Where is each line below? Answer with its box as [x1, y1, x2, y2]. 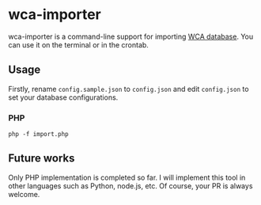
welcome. [8, 189, 40, 199]
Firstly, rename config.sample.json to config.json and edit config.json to [8, 84, 249, 93]
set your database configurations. [8, 93, 119, 102]
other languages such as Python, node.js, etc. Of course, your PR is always [8, 180, 253, 191]
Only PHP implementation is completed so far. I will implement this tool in [8, 173, 246, 182]
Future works [8, 152, 75, 165]
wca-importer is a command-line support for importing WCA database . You [8, 32, 254, 41]
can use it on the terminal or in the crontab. [8, 40, 149, 49]
